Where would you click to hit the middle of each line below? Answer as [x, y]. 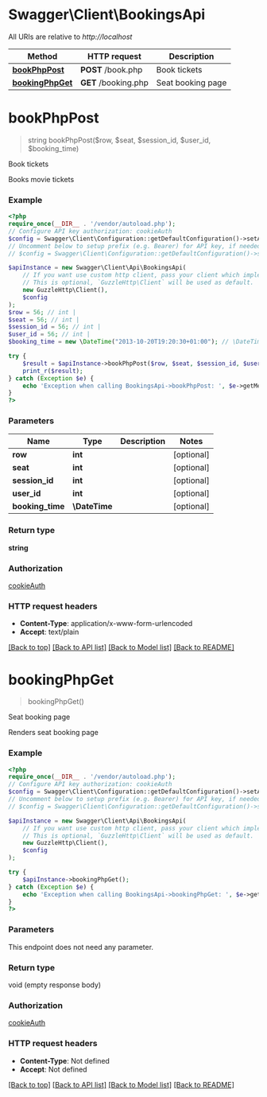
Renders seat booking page [54, 733]
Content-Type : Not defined [64, 1060]
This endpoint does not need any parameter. [81, 947]
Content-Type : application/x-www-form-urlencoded [106, 624]
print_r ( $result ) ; [53, 371]
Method [43, 56]
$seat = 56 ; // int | [44, 320]
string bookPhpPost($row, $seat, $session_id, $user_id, [119, 140]
